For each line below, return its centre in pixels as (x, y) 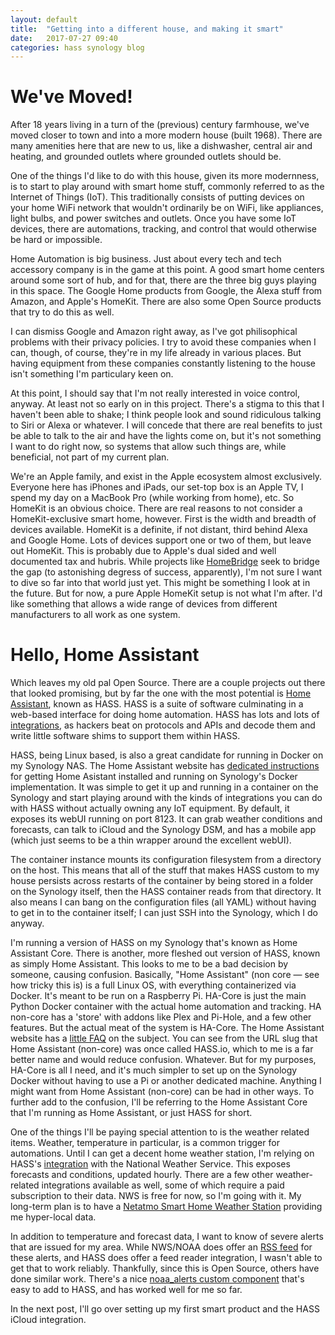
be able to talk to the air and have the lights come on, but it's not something (166, 436)
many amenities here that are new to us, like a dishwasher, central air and (161, 146)
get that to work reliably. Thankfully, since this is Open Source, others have (165, 1268)
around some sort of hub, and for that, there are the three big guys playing (163, 280)
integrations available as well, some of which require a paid (163, 1185)
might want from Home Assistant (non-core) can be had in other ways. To (162, 1092)
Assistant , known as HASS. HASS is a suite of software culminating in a (157, 704)
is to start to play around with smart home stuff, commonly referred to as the (167, 187)
